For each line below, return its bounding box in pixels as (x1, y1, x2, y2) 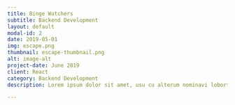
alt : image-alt (7, 56, 52, 63)
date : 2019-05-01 (7, 36, 58, 43)
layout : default (7, 23, 55, 30)
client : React (7, 68, 49, 75)
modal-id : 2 (7, 29, 42, 37)
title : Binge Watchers (7, 10, 73, 17)
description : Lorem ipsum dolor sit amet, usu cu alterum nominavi (7, 81, 208, 88)
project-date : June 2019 (7, 62, 80, 69)
